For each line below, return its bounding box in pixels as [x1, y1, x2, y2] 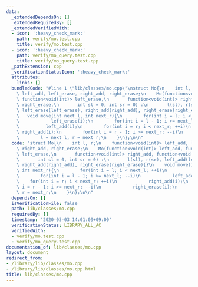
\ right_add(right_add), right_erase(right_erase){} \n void [16, 162, 176, 168]
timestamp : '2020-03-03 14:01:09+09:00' [11, 217, 112, 223]
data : [6, 8, 19, 15]
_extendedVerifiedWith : [11, 25, 70, 31]
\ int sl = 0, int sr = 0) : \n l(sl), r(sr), [16, 157, 162, 163]
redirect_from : [6, 255, 44, 261]
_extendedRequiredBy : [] [11, 19, 72, 25]
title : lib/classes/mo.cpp [6, 272, 72, 278]
